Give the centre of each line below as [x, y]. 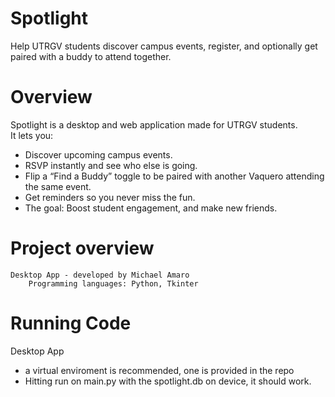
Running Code [71, 323]
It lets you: [32, 135]
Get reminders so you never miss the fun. [110, 197]
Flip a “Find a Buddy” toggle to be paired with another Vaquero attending [174, 176]
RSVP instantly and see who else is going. [111, 165]
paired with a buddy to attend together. [91, 56]
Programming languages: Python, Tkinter [113, 283]
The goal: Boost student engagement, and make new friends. [151, 208]
